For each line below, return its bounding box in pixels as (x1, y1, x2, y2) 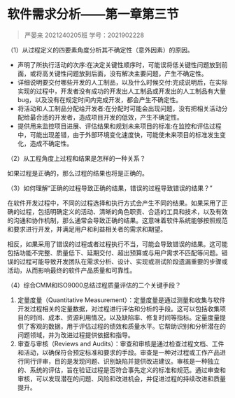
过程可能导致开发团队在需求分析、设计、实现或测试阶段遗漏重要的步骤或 (19, 257, 228, 266)
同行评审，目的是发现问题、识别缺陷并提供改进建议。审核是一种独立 (23, 357, 220, 365)
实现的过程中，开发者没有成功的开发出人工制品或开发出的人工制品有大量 (17, 87, 226, 95)
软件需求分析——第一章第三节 (7, 6, 180, 22)
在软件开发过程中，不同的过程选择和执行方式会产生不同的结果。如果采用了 (7, 199, 222, 207)
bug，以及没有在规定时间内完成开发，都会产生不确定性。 (17, 95, 183, 104)
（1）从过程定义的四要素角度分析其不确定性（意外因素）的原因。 (7, 45, 194, 54)
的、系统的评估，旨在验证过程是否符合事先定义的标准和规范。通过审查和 (17, 365, 226, 374)
